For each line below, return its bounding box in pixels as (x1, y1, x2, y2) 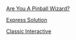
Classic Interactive (6, 28, 52, 35)
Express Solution (6, 16, 47, 23)
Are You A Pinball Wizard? (6, 5, 70, 12)
